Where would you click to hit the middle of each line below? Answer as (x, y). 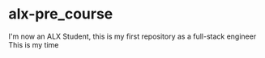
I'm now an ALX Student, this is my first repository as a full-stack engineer (132, 36)
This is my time (34, 44)
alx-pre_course (61, 14)
